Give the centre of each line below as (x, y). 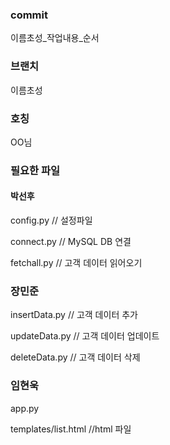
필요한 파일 (35, 170)
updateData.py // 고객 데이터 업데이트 (85, 336)
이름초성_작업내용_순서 (55, 38)
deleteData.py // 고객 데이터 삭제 (75, 357)
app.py (25, 408)
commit (29, 15)
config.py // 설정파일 (51, 220)
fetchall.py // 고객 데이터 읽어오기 (76, 263)
